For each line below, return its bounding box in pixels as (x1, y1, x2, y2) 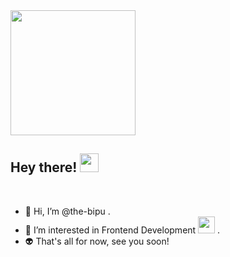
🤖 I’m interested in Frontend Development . (24, 224, 221, 236)
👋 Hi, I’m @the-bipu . (24, 205, 111, 217)
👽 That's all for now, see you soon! (24, 235, 170, 247)
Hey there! (10, 159, 78, 176)
